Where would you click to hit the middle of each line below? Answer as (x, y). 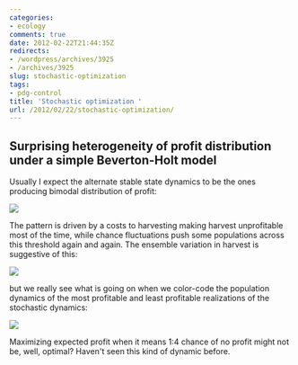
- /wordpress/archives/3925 (62, 59)
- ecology (28, 26)
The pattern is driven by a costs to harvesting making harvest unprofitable (146, 226)
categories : (31, 18)
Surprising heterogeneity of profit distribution (140, 146)
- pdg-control (36, 93)
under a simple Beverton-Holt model (113, 160)
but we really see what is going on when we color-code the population (140, 289)
